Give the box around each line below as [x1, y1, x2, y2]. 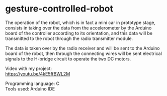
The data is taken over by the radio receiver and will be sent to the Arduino [5, 45, 160, 51]
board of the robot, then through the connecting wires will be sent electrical [5, 50, 162, 56]
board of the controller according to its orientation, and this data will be [5, 30, 152, 36]
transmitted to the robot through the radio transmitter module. [5, 35, 133, 41]
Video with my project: [5, 65, 52, 71]
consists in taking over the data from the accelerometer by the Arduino [5, 24, 152, 30]
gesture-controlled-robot [5, 3, 114, 14]
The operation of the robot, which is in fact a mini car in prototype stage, [5, 19, 156, 25]
